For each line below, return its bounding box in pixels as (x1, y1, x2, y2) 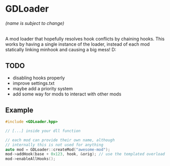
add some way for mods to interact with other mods (12, 91, 122, 97)
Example (5, 106, 34, 114)
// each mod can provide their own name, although (5, 138, 115, 143)
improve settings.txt (12, 80, 55, 86)
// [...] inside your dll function (5, 128, 81, 134)
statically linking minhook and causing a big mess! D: (5, 47, 117, 53)
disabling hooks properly (12, 75, 65, 81)
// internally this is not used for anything (5, 142, 103, 147)
